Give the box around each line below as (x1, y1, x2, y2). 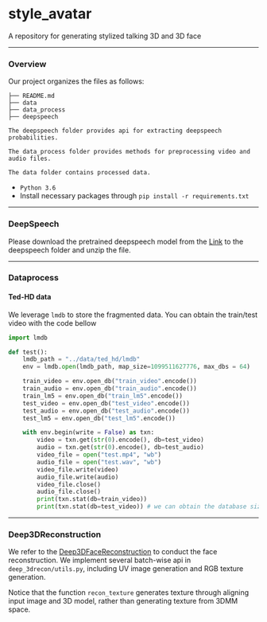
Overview (8, 58, 47, 69)
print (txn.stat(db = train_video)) (37, 495, 148, 503)
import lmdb (8, 334, 48, 342)
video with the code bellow (8, 318, 97, 327)
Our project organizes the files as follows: (8, 76, 145, 86)
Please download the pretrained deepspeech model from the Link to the (8, 237, 244, 246)
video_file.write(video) (37, 465, 119, 474)
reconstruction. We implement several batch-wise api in (8, 555, 192, 565)
